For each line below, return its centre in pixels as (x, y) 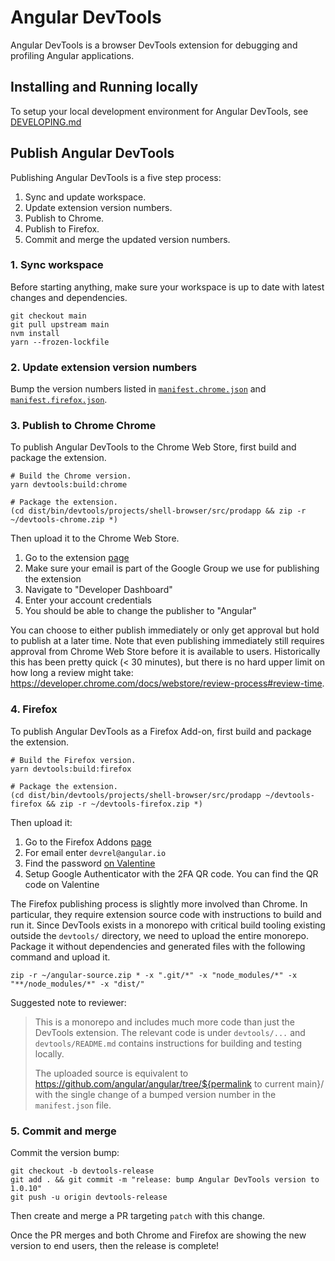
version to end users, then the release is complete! (115, 1246)
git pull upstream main (60, 324)
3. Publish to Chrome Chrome (83, 426)
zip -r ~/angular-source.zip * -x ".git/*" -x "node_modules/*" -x (154, 975)
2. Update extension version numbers (104, 367)
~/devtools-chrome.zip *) (64, 520)
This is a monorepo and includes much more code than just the (164, 1022)
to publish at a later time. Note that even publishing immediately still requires (167, 641)
